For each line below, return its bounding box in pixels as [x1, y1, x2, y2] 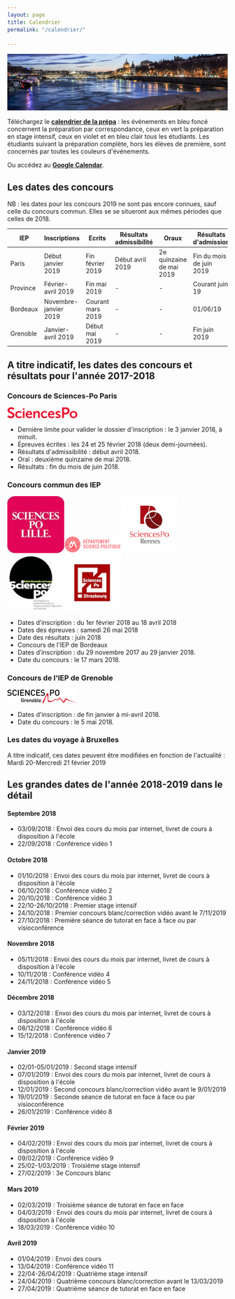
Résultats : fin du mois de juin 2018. [17, 462, 120, 471]
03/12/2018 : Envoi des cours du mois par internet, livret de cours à [17, 1009, 211, 1017]
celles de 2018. [7, 214, 51, 224]
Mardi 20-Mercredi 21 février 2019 [7, 758, 106, 767]
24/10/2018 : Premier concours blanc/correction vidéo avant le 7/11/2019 [17, 908, 227, 917]
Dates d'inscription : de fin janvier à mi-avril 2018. [17, 710, 161, 718]
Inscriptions [44, 234, 80, 242]
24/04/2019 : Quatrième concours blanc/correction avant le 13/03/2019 [17, 1277, 224, 1285]
